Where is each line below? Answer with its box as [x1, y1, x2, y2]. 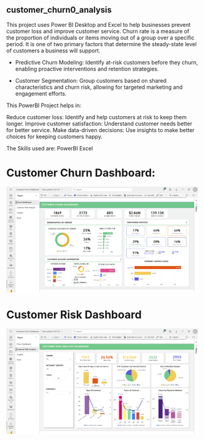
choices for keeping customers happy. [6, 133, 103, 140]
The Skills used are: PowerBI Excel [6, 144, 93, 152]
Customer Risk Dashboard [6, 307, 142, 321]
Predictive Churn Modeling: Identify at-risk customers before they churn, [15, 58, 199, 66]
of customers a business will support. [6, 47, 100, 54]
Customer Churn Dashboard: [6, 166, 156, 180]
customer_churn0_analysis [6, 5, 112, 15]
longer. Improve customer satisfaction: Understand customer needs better [6, 120, 192, 127]
